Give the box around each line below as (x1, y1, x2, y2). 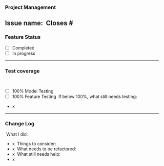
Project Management (5, 4, 56, 11)
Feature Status (5, 34, 41, 41)
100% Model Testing (12, 88, 54, 94)
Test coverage (5, 68, 40, 74)
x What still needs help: (12, 151, 61, 157)
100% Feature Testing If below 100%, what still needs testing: (12, 94, 138, 99)
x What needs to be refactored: (12, 146, 77, 152)
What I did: (6, 131, 28, 137)
